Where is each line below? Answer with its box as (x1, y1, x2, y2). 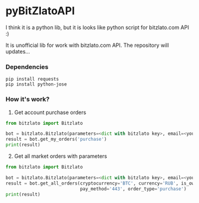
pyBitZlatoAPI (5, 4, 75, 18)
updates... (5, 47, 30, 55)
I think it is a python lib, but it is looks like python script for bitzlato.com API (5, 24, 189, 31)
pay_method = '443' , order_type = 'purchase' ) (80, 186, 187, 192)
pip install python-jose (5, 81, 67, 87)
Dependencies (5, 62, 49, 71)
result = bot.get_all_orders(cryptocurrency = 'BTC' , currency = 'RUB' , (5, 180, 179, 186)
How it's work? (5, 95, 50, 103)
